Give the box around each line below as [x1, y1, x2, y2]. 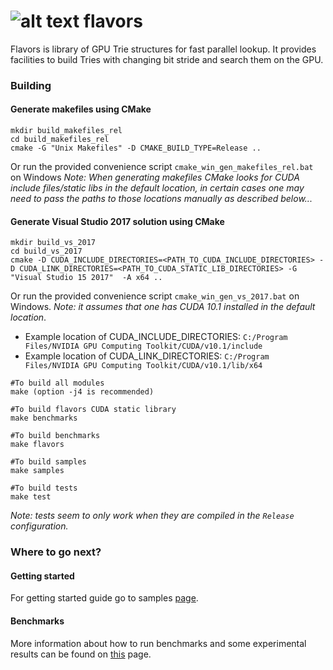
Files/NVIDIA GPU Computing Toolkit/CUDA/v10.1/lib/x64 [24, 361, 263, 371]
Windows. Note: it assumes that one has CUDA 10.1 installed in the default [10, 301, 316, 313]
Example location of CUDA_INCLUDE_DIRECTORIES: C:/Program [24, 331, 288, 343]
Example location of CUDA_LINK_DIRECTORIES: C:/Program [24, 350, 270, 362]
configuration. [10, 520, 69, 532]
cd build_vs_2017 [10, 246, 83, 257]
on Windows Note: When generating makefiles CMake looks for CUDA [10, 171, 300, 184]
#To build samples [10, 457, 87, 467]
